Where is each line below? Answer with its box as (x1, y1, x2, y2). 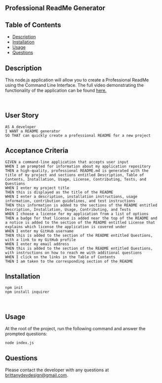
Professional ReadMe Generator (5, 4, 105, 12)
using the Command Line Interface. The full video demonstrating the (5, 82, 144, 88)
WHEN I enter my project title (5, 185, 69, 191)
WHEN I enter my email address (5, 241, 69, 246)
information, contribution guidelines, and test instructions (5, 198, 135, 203)
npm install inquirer (5, 290, 50, 295)
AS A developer (5, 124, 36, 129)
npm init (5, 285, 23, 290)
